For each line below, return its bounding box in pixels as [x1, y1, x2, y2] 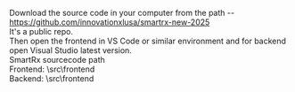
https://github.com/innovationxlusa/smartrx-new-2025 [9, 17, 210, 27]
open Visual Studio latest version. [9, 45, 132, 56]
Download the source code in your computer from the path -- [9, 8, 234, 18]
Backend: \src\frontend [9, 73, 94, 83]
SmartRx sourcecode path [9, 55, 105, 65]
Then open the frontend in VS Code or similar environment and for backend [9, 35, 287, 46]
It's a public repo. [9, 27, 74, 36]
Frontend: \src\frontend [9, 64, 95, 74]
